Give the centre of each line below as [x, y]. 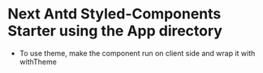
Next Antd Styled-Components [114, 14]
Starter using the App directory [115, 31]
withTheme [38, 62]
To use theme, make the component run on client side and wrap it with [137, 53]
